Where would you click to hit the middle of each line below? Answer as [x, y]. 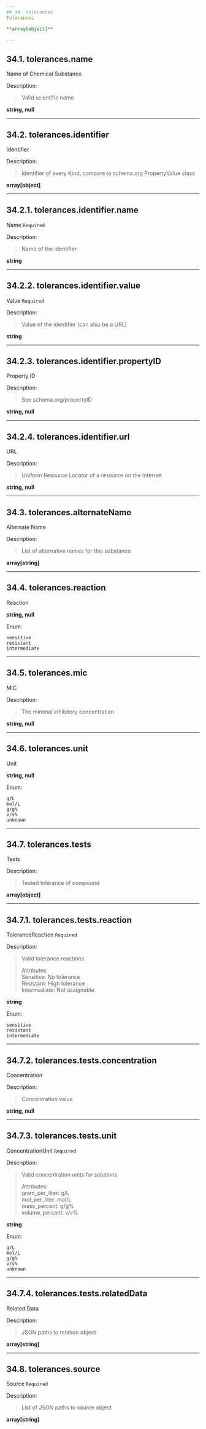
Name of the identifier [49, 249]
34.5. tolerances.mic [47, 673]
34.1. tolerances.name [50, 59]
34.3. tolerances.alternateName [69, 512]
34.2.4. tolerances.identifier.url [68, 437]
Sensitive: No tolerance [51, 977]
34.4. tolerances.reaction [56, 588]
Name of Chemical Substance [44, 74]
